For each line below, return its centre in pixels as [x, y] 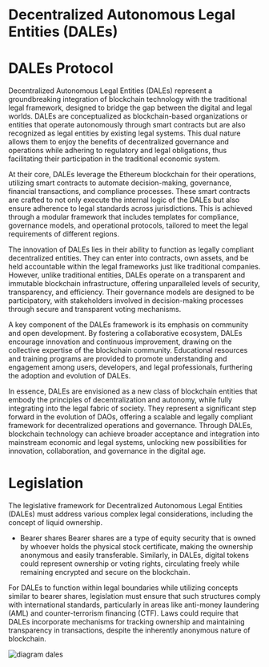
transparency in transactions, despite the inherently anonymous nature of [129, 630]
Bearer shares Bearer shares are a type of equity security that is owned [138, 538]
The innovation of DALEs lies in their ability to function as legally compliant [131, 249]
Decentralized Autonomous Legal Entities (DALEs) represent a [110, 91]
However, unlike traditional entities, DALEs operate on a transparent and [127, 275]
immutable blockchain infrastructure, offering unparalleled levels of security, [134, 284]
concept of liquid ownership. [55, 523]
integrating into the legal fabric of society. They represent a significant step [132, 408]
